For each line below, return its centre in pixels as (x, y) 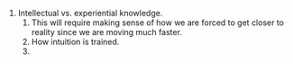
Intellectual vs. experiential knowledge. (90, 13)
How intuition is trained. (75, 41)
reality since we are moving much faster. (107, 32)
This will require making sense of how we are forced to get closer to (158, 23)
